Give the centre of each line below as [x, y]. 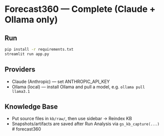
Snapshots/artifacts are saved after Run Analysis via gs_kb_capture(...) [85, 124]
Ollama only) [31, 20]
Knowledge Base [31, 106]
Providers [20, 70]
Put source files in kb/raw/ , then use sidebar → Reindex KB [72, 119]
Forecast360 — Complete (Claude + [80, 9]
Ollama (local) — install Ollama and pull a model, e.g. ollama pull [78, 87]
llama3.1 [21, 91]
